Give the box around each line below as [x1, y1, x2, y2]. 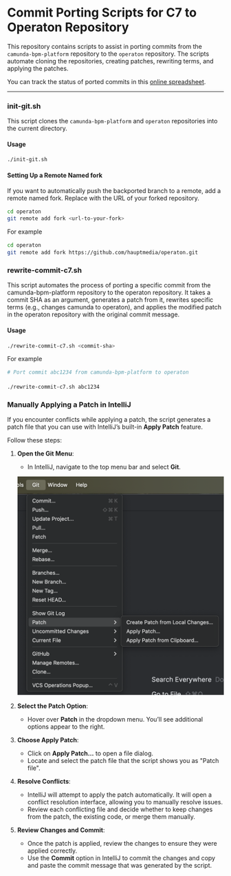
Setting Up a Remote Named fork [7, 171, 103, 179]
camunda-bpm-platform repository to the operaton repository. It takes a [7, 288, 211, 297]
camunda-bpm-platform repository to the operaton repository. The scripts [7, 50, 210, 58]
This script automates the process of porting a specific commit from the [7, 281, 211, 289]
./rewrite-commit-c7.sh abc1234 [7, 384, 100, 391]
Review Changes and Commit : [16, 826, 105, 835]
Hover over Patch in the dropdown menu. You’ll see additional [27, 715, 203, 724]
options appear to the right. [27, 722, 105, 731]
